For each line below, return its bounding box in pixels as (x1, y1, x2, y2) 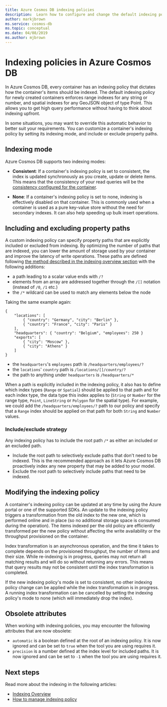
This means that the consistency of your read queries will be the (12, 178, 144, 185)
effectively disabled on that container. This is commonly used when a (12, 199, 155, 205)
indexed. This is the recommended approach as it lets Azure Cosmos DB (12, 458, 161, 464)
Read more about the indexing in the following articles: (5, 682, 117, 688)
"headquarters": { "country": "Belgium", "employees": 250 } (14, 331, 143, 336)
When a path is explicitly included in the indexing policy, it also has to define (5, 382, 162, 388)
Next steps (5, 668, 40, 677)
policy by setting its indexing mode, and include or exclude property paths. (5, 130, 159, 136)
